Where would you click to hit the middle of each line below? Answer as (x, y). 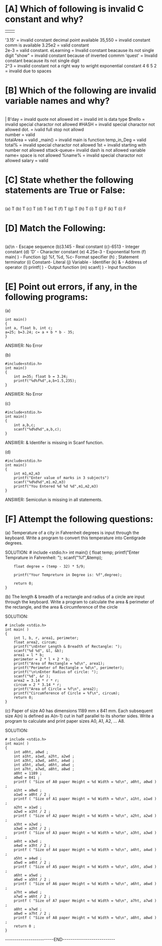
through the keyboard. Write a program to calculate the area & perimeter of (80, 602)
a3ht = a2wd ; (28, 824)
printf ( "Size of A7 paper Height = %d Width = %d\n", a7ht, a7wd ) (85, 901)
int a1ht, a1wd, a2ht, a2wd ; (44, 756)
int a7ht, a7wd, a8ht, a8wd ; (44, 769)
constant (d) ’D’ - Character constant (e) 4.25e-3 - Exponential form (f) (76, 251)
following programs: (46, 297)
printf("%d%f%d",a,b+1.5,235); (45, 381)
